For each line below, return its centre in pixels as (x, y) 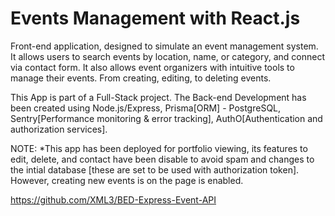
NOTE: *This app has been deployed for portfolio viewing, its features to (159, 148)
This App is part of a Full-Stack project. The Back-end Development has (158, 97)
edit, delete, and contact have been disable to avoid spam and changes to (162, 159)
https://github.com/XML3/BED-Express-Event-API (113, 199)
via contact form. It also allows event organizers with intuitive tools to (152, 67)
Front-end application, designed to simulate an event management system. (164, 46)
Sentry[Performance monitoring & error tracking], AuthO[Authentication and (166, 118)
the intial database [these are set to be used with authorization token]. (155, 169)
